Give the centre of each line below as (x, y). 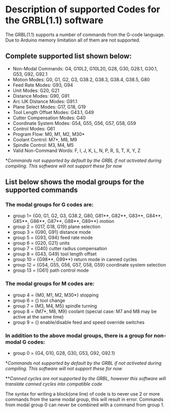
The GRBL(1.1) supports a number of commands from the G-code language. (85, 34)
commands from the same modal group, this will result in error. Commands (84, 400)
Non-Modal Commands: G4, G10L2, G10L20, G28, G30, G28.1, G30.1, (85, 68)
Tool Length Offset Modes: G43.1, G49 (53, 112)
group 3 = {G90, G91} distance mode (52, 232)
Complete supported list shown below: (69, 56)
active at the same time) (38, 316)
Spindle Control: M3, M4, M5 (43, 145)
